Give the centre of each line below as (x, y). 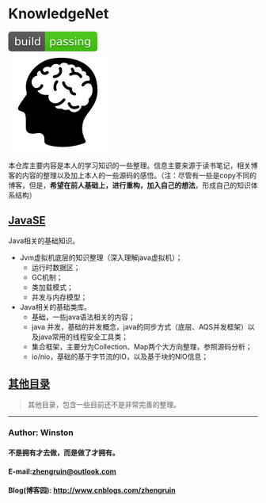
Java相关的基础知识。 (44, 240)
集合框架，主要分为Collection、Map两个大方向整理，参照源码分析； (142, 346)
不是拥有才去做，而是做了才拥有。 (64, 453)
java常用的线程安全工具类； (84, 337)
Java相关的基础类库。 (55, 307)
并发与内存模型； (59, 297)
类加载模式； (52, 287)
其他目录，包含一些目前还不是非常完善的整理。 (104, 404)
